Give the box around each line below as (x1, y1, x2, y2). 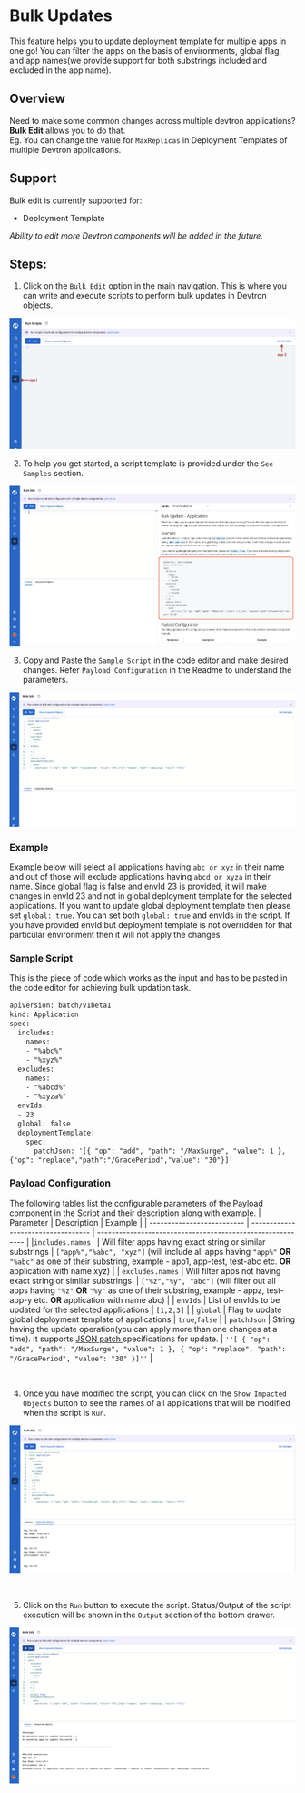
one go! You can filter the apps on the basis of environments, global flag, (9, 45, 281, 56)
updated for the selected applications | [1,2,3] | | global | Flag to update (9, 1304, 282, 1315)
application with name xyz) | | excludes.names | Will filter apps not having (9, 1265, 281, 1276)
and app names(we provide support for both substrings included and (9, 55, 268, 66)
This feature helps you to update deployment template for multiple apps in (9, 36, 287, 46)
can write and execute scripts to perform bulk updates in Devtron (22, 290, 268, 301)
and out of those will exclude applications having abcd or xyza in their (9, 871, 271, 882)
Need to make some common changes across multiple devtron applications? (9, 115, 296, 126)
